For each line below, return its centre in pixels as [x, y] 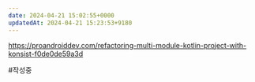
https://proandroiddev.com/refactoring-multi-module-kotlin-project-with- [127, 45]
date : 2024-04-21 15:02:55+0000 [61, 15]
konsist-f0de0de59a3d [46, 54]
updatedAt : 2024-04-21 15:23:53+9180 [70, 23]
